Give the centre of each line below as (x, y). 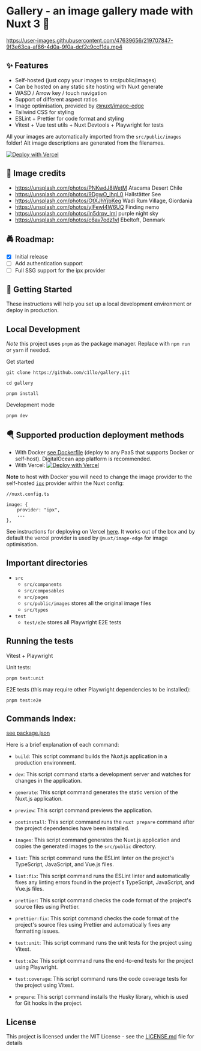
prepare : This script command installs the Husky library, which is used (101, 997)
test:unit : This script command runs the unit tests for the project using (103, 943)
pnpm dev (17, 416)
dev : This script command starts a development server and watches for (103, 774)
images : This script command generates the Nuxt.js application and (97, 840)
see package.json (28, 733)
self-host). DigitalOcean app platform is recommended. (83, 459)
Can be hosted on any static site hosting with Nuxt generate (89, 86)
